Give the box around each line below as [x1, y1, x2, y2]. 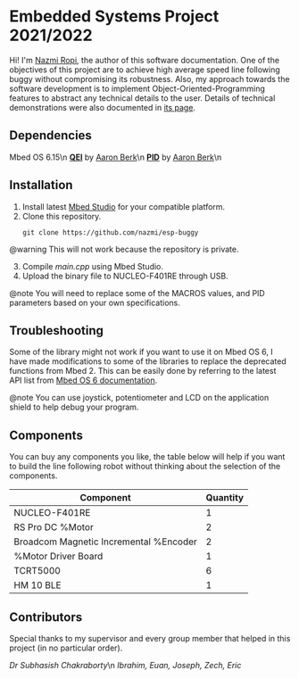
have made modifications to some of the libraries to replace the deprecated [9, 356, 287, 367]
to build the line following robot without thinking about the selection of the [9, 461, 281, 472]
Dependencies [9, 128, 92, 144]
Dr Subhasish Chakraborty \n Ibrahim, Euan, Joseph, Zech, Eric [9, 660, 242, 670]
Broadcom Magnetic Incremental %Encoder [13, 535, 198, 548]
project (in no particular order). [9, 642, 123, 653]
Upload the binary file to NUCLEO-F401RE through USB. [21, 270, 229, 281]
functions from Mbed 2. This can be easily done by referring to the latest [9, 366, 277, 377]
